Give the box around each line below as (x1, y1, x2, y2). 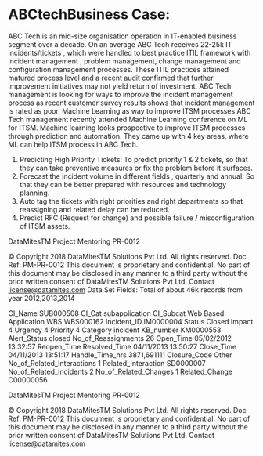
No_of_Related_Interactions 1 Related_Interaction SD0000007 (8, 358, 206, 367)
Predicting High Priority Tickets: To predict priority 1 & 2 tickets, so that (19, 154, 248, 164)
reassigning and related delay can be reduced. (19, 204, 170, 214)
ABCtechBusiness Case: (8, 5, 171, 24)
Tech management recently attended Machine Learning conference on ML (8, 114, 248, 124)
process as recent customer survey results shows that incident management (8, 98, 255, 107)
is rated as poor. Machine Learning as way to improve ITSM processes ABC (8, 106, 252, 115)
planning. (19, 188, 50, 197)
